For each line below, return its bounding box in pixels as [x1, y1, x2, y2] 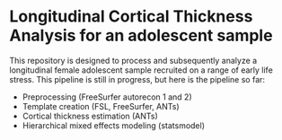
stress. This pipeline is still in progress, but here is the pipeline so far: [9, 74, 266, 84]
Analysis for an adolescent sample [9, 25, 273, 46]
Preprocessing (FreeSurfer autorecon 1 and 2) [22, 92, 192, 102]
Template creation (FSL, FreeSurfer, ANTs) [22, 101, 180, 111]
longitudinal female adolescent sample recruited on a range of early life [9, 65, 274, 75]
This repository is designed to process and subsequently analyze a [9, 55, 258, 66]
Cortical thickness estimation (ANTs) [22, 110, 159, 121]
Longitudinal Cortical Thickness [9, 6, 253, 27]
